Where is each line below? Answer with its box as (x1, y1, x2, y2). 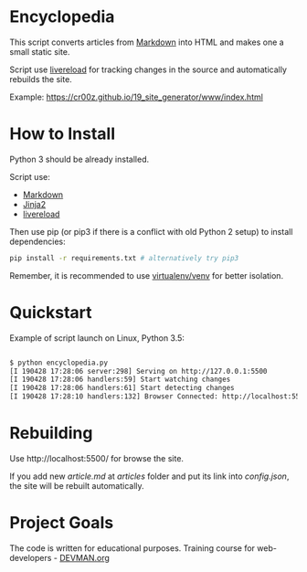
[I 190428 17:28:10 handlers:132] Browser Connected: (9, 392, 219, 401)
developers (9, 552, 52, 563)
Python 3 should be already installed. (9, 154, 149, 164)
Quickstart (9, 302, 93, 323)
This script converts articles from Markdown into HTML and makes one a (9, 37, 285, 48)
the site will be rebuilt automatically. (9, 481, 144, 491)
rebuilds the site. (9, 73, 73, 84)
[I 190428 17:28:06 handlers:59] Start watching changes (9, 375, 231, 385)
